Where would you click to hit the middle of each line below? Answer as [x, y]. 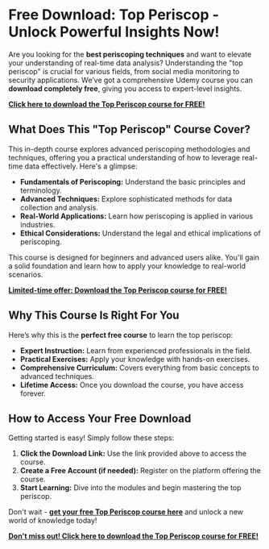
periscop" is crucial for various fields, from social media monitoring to [124, 71]
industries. [37, 224]
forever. [33, 393]
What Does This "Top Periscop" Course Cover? [130, 129]
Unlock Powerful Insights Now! [114, 32]
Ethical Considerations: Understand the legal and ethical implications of [140, 233]
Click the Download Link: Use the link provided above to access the [133, 454]
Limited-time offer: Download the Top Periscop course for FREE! [118, 290]
